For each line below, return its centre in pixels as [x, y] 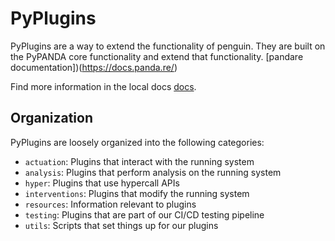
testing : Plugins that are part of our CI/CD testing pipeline [144, 214]
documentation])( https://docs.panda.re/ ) [94, 67]
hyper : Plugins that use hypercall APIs [102, 183]
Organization [51, 118]
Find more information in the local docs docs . [103, 86]
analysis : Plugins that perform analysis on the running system [153, 172]
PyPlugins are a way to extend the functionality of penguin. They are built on [168, 46]
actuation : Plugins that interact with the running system [139, 161]
